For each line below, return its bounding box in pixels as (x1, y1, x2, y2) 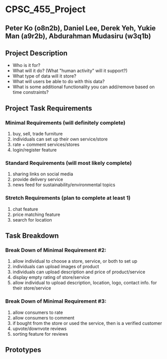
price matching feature (12, 211, 61, 218)
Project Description (5, 49, 68, 57)
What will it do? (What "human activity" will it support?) (12, 67, 128, 74)
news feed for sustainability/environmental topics (12, 182, 115, 188)
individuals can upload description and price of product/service (12, 269, 146, 275)
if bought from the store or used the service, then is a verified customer (12, 320, 162, 326)
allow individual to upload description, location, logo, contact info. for (12, 280, 157, 286)
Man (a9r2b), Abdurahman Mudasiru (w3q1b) (5, 31, 151, 40)
